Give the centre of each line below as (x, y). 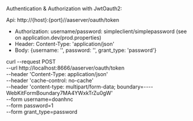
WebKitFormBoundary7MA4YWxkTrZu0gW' (59, 93)
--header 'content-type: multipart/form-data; (61, 87)
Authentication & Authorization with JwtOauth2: (64, 9)
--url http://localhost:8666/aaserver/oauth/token (65, 68)
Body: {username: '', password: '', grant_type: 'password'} (86, 50)
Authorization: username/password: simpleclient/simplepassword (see (101, 31)
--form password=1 (30, 105)
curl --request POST (31, 62)
